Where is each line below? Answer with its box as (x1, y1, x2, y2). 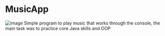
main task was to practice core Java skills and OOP (5, 25, 111, 31)
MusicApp (5, 3, 49, 15)
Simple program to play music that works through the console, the (24, 20, 160, 26)
